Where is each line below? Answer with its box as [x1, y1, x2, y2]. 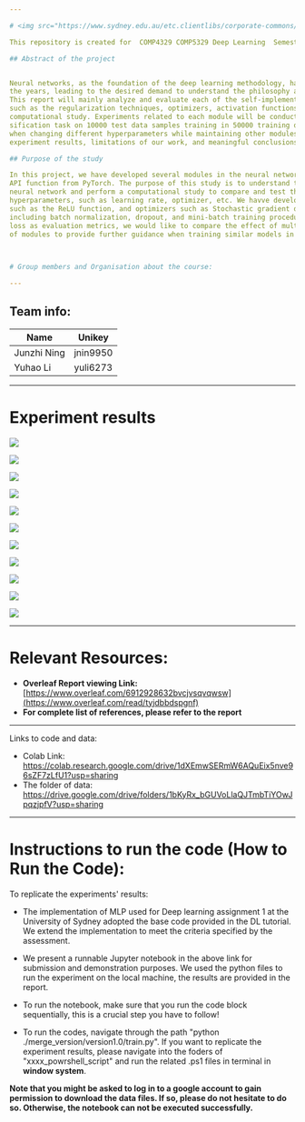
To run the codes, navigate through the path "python [22, 1027, 220, 1037]
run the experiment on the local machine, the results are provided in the [22, 972, 290, 983]
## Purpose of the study [9, 154, 103, 164]
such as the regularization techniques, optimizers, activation [9, 104, 258, 114]
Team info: [9, 304, 71, 319]
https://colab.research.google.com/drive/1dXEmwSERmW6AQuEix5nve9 [22, 760, 293, 771]
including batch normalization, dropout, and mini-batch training [9, 213, 266, 222]
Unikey [77, 331, 109, 344]
